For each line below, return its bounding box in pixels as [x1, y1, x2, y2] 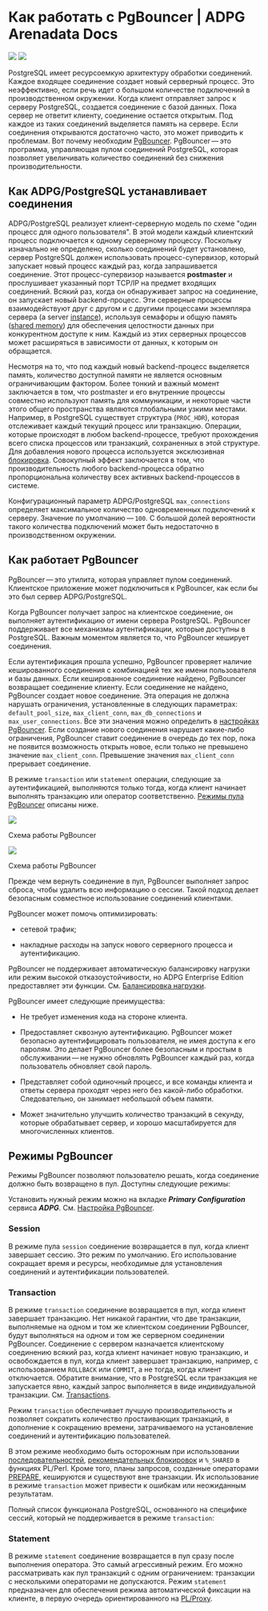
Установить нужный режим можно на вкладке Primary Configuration [8, 1195, 246, 1204]
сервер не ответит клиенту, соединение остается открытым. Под [8, 110, 234, 120]
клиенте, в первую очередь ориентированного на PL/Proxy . [8, 1593, 214, 1604]
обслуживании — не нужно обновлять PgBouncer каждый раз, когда [19, 1052, 254, 1062]
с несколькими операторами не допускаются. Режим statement [8, 1577, 226, 1586]
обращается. [8, 346, 53, 355]
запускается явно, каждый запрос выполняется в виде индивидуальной [8, 1381, 256, 1391]
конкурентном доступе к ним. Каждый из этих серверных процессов [8, 329, 246, 339]
